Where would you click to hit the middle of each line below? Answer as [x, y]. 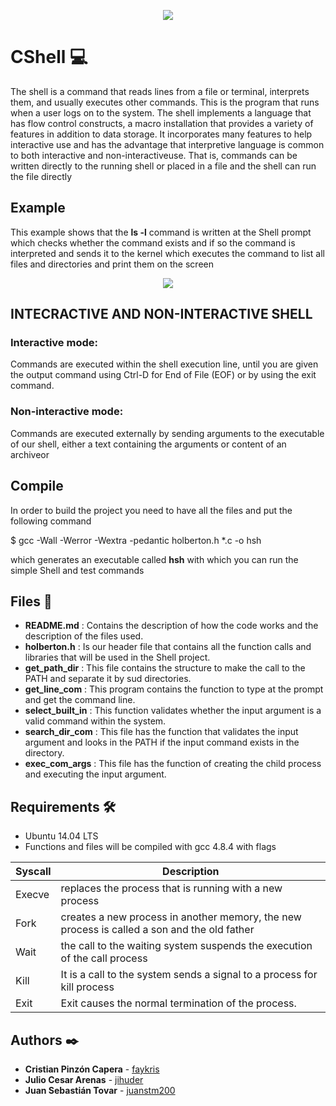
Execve [32, 895]
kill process [87, 987]
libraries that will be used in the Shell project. [117, 657]
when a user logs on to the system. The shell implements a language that [161, 112]
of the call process [104, 958]
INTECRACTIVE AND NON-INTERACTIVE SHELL [161, 314]
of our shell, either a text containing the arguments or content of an [148, 444]
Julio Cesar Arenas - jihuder [84, 1079]
